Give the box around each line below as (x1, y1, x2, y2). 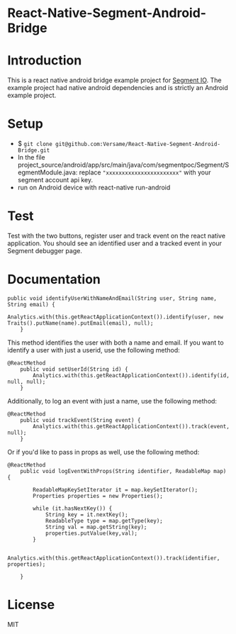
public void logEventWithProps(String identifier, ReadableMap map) (20, 467, 227, 474)
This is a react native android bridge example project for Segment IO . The (7, 76, 222, 84)
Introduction (7, 52, 82, 69)
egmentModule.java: (17, 168, 78, 177)
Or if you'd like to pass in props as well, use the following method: (7, 447, 200, 456)
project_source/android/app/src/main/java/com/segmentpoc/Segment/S (17, 161, 230, 169)
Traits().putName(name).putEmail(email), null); (7, 319, 154, 327)
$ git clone (17, 140, 53, 148)
